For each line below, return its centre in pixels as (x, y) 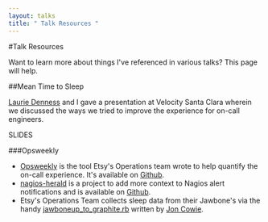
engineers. (26, 119)
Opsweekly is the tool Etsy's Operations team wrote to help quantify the (139, 165)
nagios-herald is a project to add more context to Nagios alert (122, 183)
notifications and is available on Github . (85, 191)
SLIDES (21, 135)
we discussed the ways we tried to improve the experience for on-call (124, 111)
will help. (23, 70)
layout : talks (32, 16)
